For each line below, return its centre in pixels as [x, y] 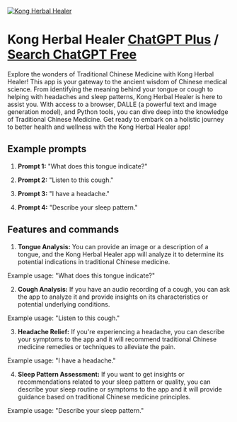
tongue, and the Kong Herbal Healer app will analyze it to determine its [121, 254]
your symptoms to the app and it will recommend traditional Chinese [117, 339]
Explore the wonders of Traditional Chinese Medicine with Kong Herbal [111, 74]
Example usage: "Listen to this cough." [64, 318]
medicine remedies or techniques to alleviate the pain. [96, 346]
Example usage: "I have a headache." [62, 360]
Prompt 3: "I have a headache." [63, 193]
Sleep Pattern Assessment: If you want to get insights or [101, 374]
